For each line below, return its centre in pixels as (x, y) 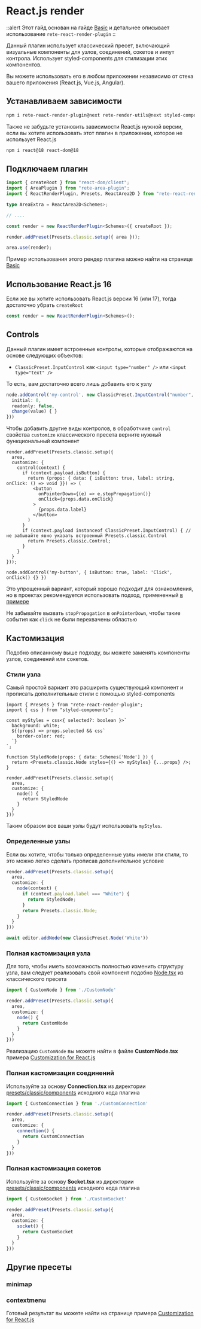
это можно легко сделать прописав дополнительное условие (85, 861)
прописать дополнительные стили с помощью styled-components (91, 694)
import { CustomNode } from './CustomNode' (61, 990)
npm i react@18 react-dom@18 (42, 150)
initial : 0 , (27, 400)
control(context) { (41, 468)
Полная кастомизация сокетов (54, 1169)
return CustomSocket (48, 1232)
